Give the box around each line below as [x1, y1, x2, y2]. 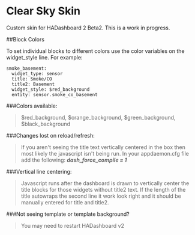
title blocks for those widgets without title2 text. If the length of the [20, 186, 186, 193]
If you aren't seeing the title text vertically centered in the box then [20, 143, 186, 151]
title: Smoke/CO [11, 76, 52, 82]
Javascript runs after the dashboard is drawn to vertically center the [20, 179, 190, 187]
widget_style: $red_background [11, 86, 90, 93]
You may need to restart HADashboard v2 [20, 222, 125, 229]
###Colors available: [6, 102, 58, 109]
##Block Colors [6, 35, 45, 43]
